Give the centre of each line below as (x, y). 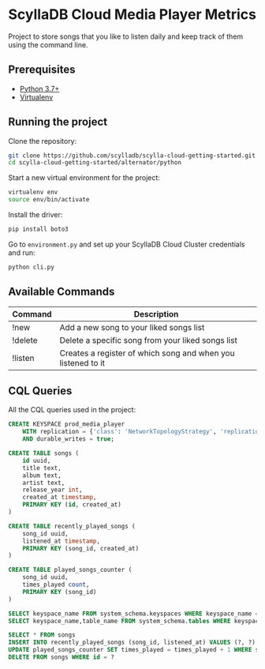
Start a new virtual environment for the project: (84, 178)
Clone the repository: (43, 141)
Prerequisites (42, 70)
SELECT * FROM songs (42, 635)
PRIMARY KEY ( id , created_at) (72, 505)
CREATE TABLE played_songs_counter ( (70, 570)
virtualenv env (33, 192)
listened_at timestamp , (62, 541)
